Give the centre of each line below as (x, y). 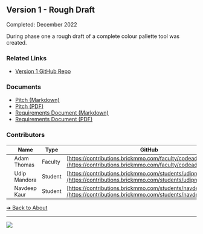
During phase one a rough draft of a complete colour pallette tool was (93, 36)
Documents (24, 87)
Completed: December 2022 (42, 24)
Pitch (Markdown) (37, 100)
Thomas (24, 165)
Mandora (25, 180)
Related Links (27, 58)
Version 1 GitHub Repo (43, 71)
